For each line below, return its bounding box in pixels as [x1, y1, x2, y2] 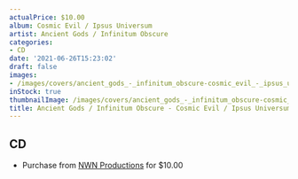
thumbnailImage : [9, 95, 69, 105]
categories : [9, 37, 53, 47]
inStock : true [9, 87, 62, 96]
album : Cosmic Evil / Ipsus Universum [9, 21, 153, 30]
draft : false [9, 63, 58, 72]
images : [9, 71, 38, 80]
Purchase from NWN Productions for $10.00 [21, 160, 184, 171]
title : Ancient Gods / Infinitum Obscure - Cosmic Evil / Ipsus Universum [9, 104, 292, 113]
